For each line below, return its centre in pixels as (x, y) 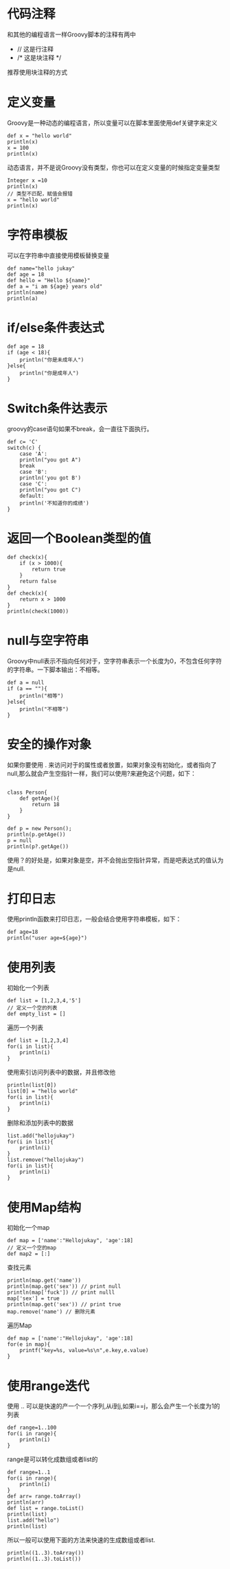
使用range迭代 (48, 1386)
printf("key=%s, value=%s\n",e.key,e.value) (84, 1351)
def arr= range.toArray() (44, 1497)
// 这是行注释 (35, 49)
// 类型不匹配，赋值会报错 (40, 194)
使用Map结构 (44, 1207)
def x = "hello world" (39, 136)
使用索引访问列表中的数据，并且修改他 (61, 1073)
